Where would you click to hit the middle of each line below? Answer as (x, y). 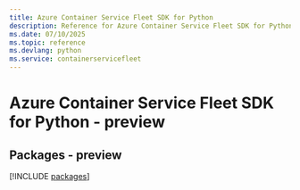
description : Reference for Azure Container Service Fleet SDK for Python (151, 26)
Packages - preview (66, 155)
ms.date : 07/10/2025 (48, 34)
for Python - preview (87, 122)
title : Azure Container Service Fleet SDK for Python (112, 17)
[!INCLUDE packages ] (50, 176)
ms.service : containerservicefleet (75, 59)
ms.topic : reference (48, 42)
